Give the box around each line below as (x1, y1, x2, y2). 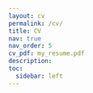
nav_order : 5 (8, 42, 53, 50)
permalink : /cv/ (8, 19, 63, 27)
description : (8, 57, 53, 66)
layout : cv (8, 11, 45, 20)
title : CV (8, 27, 42, 35)
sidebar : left (15, 72, 63, 80)
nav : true (8, 34, 42, 43)
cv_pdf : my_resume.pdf (8, 49, 85, 57)
